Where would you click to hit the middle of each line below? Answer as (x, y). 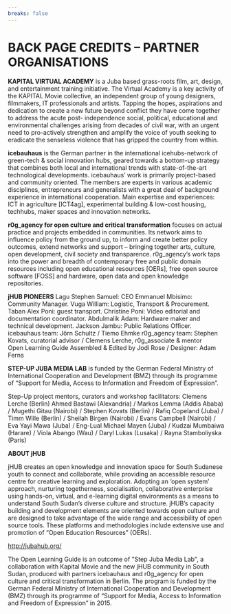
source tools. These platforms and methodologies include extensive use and (116, 525)
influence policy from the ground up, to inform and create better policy (108, 239)
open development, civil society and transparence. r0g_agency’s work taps (114, 254)
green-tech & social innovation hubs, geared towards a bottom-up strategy (114, 160)
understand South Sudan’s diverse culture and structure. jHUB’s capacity (111, 503)
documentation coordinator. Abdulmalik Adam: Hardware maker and (104, 318)
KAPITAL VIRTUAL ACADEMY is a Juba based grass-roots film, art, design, (115, 81)
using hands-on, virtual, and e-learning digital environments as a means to (113, 496)
